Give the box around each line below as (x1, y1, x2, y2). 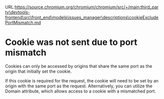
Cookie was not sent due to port (5, 37, 138, 48)
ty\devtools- (5, 9, 30, 15)
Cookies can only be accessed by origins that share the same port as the (5, 63, 153, 69)
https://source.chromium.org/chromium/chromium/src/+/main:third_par (14, 4, 159, 10)
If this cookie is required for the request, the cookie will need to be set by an (5, 78, 159, 83)
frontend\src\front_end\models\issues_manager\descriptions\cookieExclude (5, 15, 159, 20)
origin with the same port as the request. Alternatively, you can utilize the (5, 83, 153, 89)
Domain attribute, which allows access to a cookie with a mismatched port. (5, 88, 156, 94)
